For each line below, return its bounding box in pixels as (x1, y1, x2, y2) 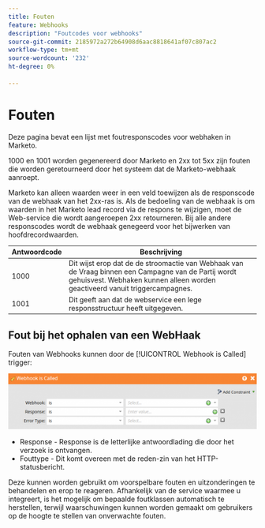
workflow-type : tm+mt (8, 46, 80, 54)
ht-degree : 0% (8, 63, 55, 71)
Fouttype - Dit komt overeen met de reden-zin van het (19, 454, 196, 463)
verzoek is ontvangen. (19, 446, 92, 455)
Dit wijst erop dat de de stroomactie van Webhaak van (68, 259, 244, 268)
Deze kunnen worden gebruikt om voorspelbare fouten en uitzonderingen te (8, 477, 256, 487)
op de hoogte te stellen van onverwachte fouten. (8, 511, 166, 521)
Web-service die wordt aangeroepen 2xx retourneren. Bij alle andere (8, 213, 232, 223)
